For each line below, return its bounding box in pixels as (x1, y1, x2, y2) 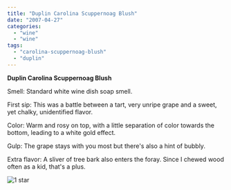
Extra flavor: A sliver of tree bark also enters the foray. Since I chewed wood (7, 155, 225, 163)
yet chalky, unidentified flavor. (7, 107, 93, 116)
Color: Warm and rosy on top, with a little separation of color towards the (7, 121, 215, 129)
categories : (7, 23, 41, 30)
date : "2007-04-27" (7, 17, 64, 23)
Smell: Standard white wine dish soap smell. (7, 87, 133, 95)
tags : (7, 42, 23, 49)
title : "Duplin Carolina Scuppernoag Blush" (7, 10, 138, 17)
